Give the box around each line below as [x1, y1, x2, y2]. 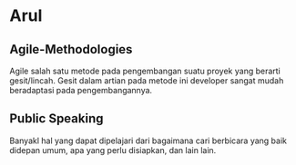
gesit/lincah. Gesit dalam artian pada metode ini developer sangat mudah [9, 75, 284, 86]
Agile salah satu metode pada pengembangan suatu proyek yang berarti [9, 65, 281, 76]
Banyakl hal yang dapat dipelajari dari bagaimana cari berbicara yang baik [9, 135, 287, 146]
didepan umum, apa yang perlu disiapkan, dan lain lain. [9, 144, 217, 155]
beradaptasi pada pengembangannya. [9, 85, 153, 95]
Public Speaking [9, 111, 104, 127]
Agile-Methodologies [9, 42, 133, 57]
